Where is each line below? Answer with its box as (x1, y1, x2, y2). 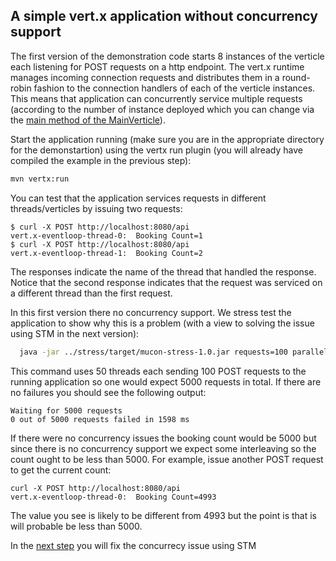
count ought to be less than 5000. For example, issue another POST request (10, 453, 324, 465)
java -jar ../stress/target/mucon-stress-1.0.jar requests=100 (19, 347, 288, 357)
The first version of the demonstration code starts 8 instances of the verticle (10, 50, 325, 62)
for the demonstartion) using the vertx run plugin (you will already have (10, 144, 303, 156)
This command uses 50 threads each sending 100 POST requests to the (10, 365, 307, 377)
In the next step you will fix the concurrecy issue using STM (10, 539, 257, 551)
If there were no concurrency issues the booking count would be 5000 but (10, 432, 317, 444)
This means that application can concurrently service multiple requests (10, 92, 303, 104)
